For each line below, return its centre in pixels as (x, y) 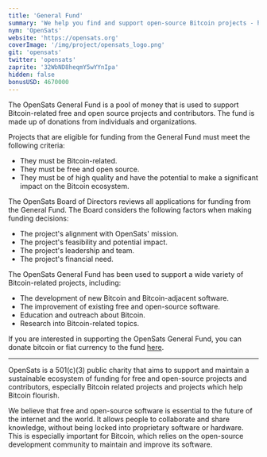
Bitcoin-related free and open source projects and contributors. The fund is (132, 113)
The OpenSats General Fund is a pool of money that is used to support (124, 105)
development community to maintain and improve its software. (110, 444)
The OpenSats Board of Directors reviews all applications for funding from (130, 201)
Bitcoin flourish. (34, 395)
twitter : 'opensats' (43, 60)
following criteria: (37, 145)
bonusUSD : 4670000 (39, 82)
